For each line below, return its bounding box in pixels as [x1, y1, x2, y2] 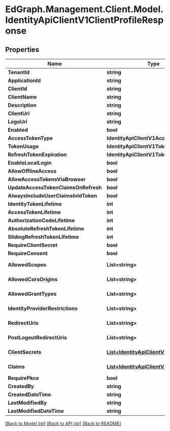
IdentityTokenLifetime [8, 201, 62, 207]
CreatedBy [8, 383, 34, 389]
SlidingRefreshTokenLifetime [8, 233, 79, 240]
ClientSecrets [8, 348, 41, 356]
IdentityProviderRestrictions [8, 305, 78, 312]
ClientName [8, 94, 37, 100]
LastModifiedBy [8, 399, 47, 406]
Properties [5, 45, 39, 54]
